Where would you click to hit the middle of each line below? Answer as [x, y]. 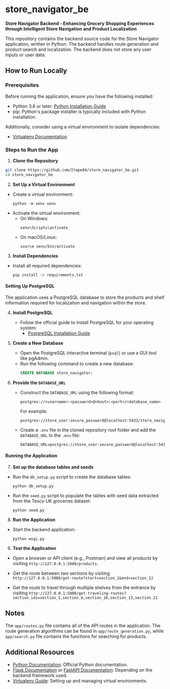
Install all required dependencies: [47, 265]
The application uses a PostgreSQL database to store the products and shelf [85, 297]
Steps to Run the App [32, 150]
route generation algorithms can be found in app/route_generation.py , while [84, 631]
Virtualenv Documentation [40, 136]
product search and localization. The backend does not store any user [78, 49]
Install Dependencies [35, 256]
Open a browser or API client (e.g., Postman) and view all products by [85, 558]
